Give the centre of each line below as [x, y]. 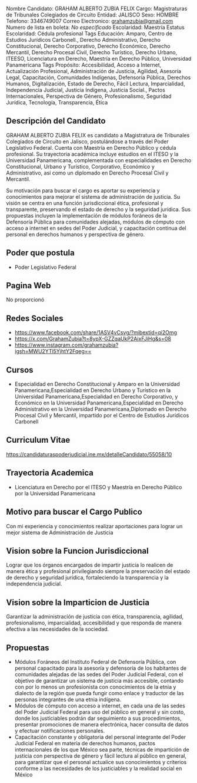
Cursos [20, 370]
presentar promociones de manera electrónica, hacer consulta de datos [102, 724]
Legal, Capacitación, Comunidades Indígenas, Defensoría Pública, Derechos [98, 77]
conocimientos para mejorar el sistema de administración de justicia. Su [93, 196]
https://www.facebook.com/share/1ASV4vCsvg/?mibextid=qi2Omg [96, 333]
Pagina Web [29, 286]
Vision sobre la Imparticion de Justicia [78, 602]
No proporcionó [25, 300]
